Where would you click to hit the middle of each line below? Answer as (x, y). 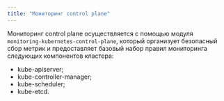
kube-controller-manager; (55, 77)
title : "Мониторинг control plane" (59, 14)
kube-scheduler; (41, 84)
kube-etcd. (33, 91)
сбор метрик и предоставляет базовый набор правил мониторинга (107, 48)
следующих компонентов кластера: (61, 56)
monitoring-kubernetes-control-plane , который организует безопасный (112, 41)
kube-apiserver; (40, 69)
